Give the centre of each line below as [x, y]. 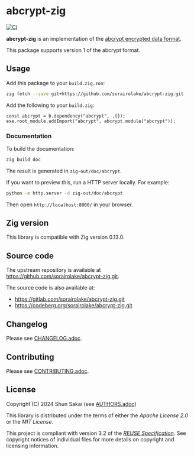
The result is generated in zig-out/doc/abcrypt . [64, 171]
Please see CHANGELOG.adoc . [44, 339]
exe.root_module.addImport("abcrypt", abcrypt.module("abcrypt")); [91, 121]
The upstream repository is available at [54, 270]
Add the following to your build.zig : [50, 105]
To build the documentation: [41, 148]
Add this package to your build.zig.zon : [56, 83]
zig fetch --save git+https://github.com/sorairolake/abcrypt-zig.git [95, 94]
